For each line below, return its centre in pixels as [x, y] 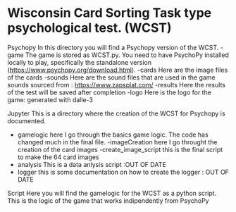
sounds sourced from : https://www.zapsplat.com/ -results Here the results [116, 85]
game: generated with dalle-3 [50, 99]
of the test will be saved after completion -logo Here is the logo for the [109, 92]
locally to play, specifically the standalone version [79, 62]
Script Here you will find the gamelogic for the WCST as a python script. [112, 193]
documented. [27, 120]
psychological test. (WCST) [89, 28]
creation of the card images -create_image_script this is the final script [120, 149]
